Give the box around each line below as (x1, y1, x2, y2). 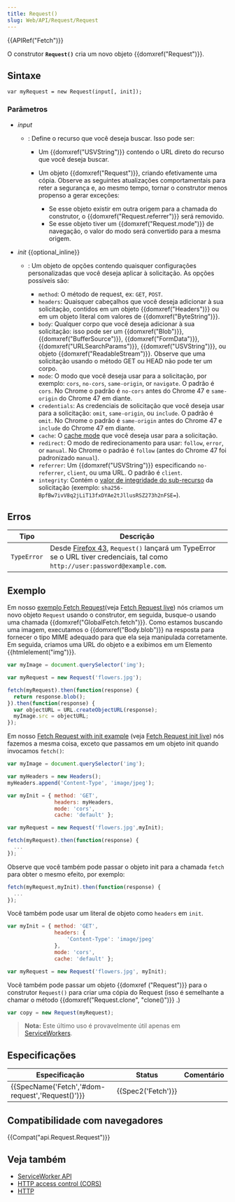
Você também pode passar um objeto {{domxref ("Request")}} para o (7, 981, 208, 989)
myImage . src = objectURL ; (13, 713, 90, 720)
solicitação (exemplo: (38, 483, 100, 491)
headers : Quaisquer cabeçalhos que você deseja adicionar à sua (38, 297, 224, 305)
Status (136, 1070, 159, 1080)
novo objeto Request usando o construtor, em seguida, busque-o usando (7, 610, 217, 620)
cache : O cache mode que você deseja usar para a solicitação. (38, 431, 218, 440)
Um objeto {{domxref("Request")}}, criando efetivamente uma (38, 169, 218, 177)
